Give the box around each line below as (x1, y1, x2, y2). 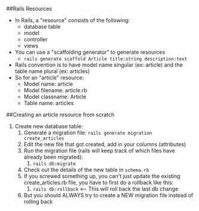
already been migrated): (23, 153, 84, 161)
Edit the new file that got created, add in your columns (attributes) (23, 141, 186, 147)
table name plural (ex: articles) (14, 68, 90, 74)
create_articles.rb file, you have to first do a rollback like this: (23, 179, 174, 186)
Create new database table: (14, 123, 84, 129)
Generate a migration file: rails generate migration (23, 129, 152, 136)
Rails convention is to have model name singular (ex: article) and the (14, 61, 183, 68)
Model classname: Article (23, 93, 87, 100)
